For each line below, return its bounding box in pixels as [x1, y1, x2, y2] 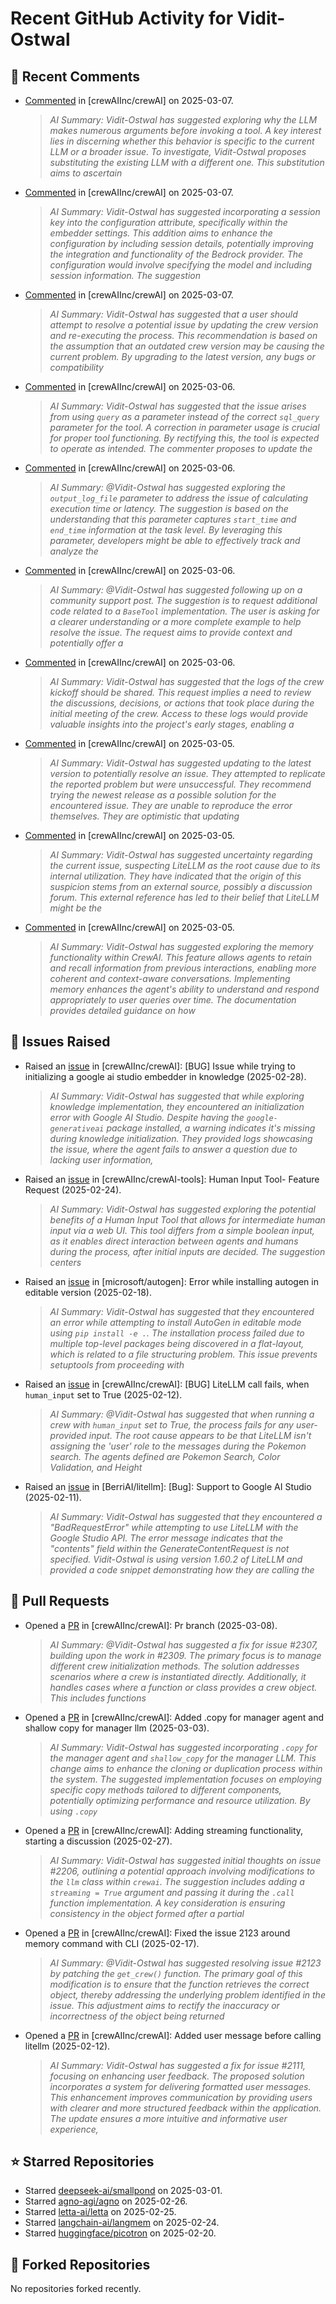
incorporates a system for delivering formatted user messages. [49, 2080, 312, 2092]
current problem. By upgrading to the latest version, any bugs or [49, 351, 316, 362]
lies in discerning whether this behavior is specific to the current [49, 135, 315, 147]
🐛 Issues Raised [10, 1033, 111, 1051]
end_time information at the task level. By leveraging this [49, 524, 283, 536]
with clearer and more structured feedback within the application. [49, 2102, 322, 2114]
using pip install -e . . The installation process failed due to [49, 1327, 305, 1339]
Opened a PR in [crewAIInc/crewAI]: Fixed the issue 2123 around [24, 1927, 291, 1939]
